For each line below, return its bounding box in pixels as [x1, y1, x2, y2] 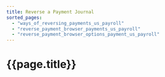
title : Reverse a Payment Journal [6, 8, 95, 15]
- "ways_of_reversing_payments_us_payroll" [12, 20, 124, 26]
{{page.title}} [6, 58, 76, 72]
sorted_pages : [6, 15, 43, 21]
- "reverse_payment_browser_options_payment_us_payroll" [12, 32, 160, 38]
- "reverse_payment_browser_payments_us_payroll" [12, 25, 141, 32]
